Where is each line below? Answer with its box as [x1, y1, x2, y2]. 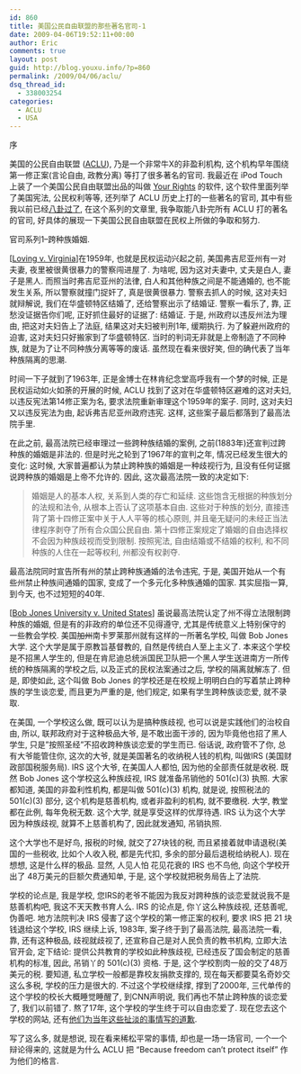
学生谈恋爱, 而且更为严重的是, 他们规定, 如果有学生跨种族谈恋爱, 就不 [24, 686, 279, 698]
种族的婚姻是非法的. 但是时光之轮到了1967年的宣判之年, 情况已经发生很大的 [9, 449, 288, 460]
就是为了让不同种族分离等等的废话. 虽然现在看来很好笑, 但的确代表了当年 [21, 343, 290, 354]
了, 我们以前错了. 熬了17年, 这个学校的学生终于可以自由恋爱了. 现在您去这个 [9, 1003, 288, 1014]
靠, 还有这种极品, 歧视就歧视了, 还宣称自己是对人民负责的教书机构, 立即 [9, 935, 271, 946]
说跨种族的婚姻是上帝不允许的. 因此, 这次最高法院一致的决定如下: [9, 472, 249, 483]
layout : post [9, 55, 58, 64]
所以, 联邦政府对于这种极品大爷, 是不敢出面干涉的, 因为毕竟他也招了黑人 [21, 728, 288, 739]
